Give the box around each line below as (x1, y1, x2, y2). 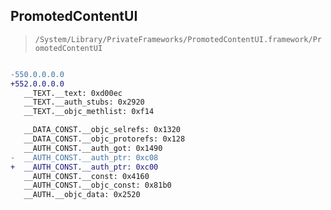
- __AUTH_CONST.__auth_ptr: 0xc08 (10, 152, 159, 163)
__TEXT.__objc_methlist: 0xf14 (23, 107, 155, 117)
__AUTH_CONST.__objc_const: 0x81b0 (23, 180, 172, 191)
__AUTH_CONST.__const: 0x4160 (23, 171, 150, 181)
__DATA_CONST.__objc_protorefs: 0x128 (23, 134, 186, 144)
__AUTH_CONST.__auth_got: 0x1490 (23, 143, 163, 153)
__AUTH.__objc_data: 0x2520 (23, 190, 141, 200)
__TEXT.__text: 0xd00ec (23, 88, 123, 98)
